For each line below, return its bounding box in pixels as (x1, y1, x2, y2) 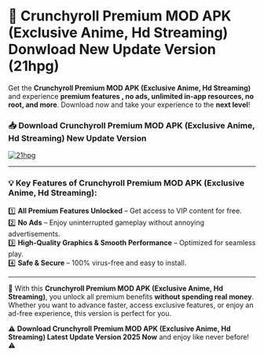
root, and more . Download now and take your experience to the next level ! (8, 100, 251, 109)
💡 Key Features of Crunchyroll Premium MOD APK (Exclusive (8, 178, 245, 189)
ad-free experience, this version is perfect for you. (8, 308, 171, 317)
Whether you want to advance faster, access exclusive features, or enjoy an (8, 300, 254, 310)
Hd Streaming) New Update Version (8, 133, 147, 144)
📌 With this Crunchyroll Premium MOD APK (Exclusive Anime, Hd (8, 283, 224, 293)
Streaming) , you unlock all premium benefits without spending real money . (8, 292, 255, 301)
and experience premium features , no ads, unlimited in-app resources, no (8, 91, 254, 101)
